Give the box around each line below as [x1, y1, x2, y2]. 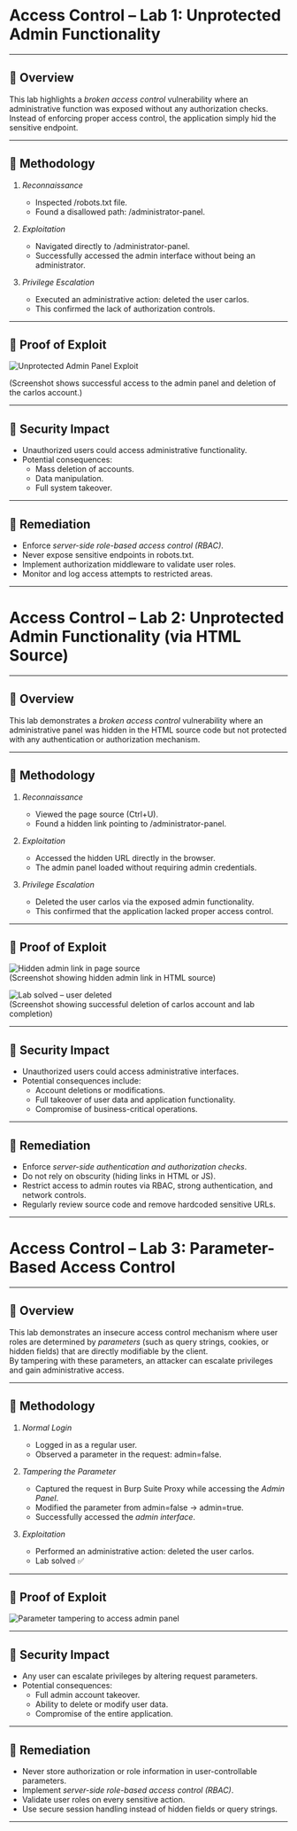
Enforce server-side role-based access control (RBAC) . [21, 540, 224, 551]
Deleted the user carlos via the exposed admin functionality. [34, 896, 255, 907]
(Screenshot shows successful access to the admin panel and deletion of [9, 378, 277, 388]
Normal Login [21, 1422, 72, 1433]
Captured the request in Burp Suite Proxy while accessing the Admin [34, 1483, 286, 1494]
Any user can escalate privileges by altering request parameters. [21, 1671, 258, 1681]
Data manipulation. [34, 473, 104, 484]
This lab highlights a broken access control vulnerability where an [9, 94, 249, 105]
